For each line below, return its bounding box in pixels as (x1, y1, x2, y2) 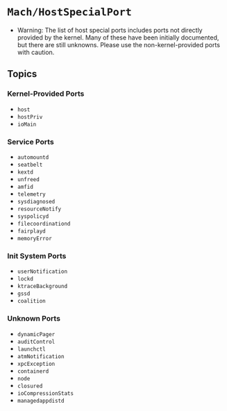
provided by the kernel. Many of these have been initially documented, (17, 33, 219, 42)
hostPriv (17, 113, 43, 120)
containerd (17, 367, 49, 375)
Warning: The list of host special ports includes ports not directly (17, 26, 203, 34)
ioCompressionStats (17, 389, 74, 397)
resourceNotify (17, 205, 62, 212)
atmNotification (17, 353, 65, 360)
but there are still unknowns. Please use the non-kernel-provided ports (17, 40, 221, 49)
